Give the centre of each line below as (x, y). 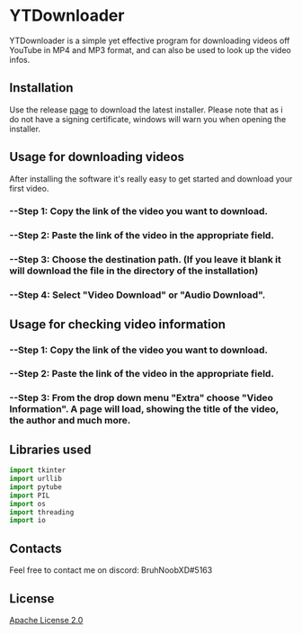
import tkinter (38, 470)
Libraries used (50, 449)
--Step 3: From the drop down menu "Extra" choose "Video (142, 398)
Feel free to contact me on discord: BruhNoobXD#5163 (111, 570)
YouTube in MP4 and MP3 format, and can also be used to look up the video (151, 49)
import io (28, 521)
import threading (42, 512)
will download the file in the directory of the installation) (134, 271)
